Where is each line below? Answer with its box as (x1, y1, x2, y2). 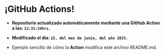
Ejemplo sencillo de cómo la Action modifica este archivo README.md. (11, 44, 157, 50)
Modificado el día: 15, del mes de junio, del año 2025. (11, 35, 128, 41)
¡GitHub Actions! (4, 3, 75, 15)
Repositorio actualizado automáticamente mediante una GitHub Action (11, 20, 160, 26)
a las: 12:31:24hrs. (11, 25, 51, 31)
